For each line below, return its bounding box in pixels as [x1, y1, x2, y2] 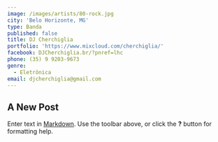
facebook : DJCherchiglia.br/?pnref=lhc [7, 50, 124, 57]
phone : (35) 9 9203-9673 [7, 56, 80, 63]
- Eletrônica [13, 69, 52, 76]
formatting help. [7, 127, 54, 136]
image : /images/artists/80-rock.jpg [7, 10, 114, 17]
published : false [7, 29, 58, 37]
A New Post [7, 101, 59, 113]
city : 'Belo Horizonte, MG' [7, 17, 89, 24]
